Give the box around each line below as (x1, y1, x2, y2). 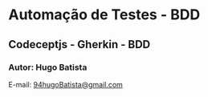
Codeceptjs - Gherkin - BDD (8, 38, 151, 51)
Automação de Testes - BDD (8, 6, 201, 24)
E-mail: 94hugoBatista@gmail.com (8, 79, 123, 89)
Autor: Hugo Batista (8, 62, 88, 73)
